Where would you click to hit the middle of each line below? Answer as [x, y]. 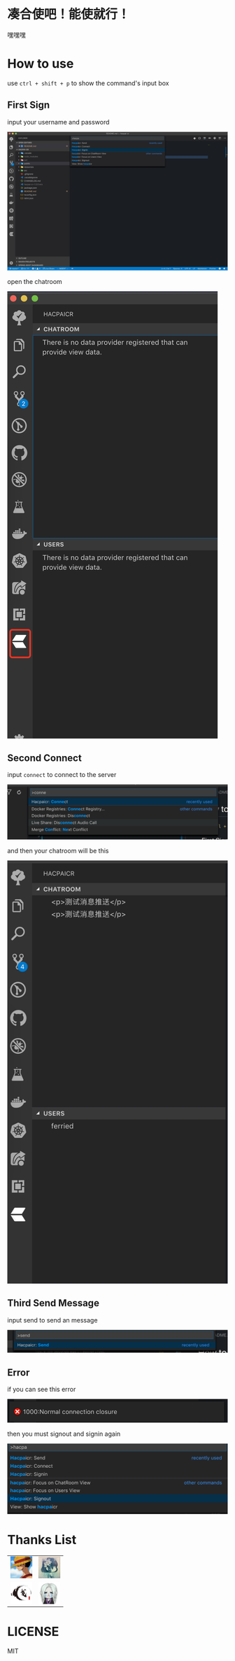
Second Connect [44, 758]
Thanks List [42, 1540]
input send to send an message [52, 1320]
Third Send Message [54, 1303]
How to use [41, 64]
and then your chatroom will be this [58, 851]
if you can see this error [42, 1390]
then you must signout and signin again [64, 1434]
